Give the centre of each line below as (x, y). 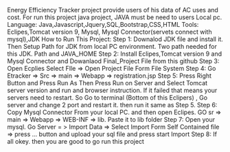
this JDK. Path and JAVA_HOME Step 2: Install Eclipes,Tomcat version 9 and (115, 54)
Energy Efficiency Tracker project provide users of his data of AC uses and (113, 10)
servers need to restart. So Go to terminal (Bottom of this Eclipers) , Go (107, 98)
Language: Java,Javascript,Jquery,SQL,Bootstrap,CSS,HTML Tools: (103, 24)
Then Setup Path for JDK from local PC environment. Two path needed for (112, 46)
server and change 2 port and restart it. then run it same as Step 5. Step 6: (112, 105)
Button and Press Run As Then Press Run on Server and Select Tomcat (107, 83)
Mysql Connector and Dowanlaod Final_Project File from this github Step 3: (113, 61)
